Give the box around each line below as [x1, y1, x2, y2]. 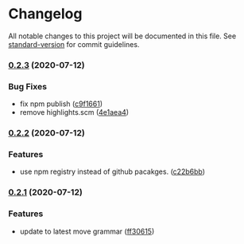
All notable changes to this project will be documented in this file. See [8, 31, 237, 41]
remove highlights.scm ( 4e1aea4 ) [19, 108, 130, 117]
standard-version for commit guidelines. [8, 39, 140, 49]
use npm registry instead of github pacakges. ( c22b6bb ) [19, 167, 205, 176]
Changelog [8, 5, 83, 23]
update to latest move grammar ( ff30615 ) [19, 226, 155, 236]
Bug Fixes [8, 81, 48, 92]
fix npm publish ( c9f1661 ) [19, 99, 103, 108]
